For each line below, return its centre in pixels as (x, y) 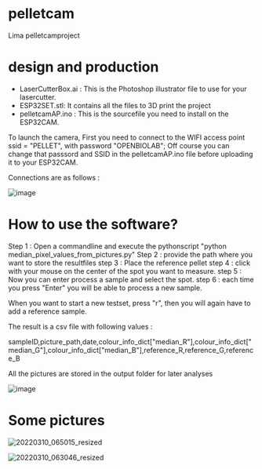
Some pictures (56, 420)
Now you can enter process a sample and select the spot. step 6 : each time (131, 279)
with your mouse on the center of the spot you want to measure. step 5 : (125, 271)
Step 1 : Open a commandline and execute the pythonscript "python (118, 246)
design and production (84, 67)
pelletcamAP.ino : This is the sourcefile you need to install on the (124, 114)
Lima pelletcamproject (44, 35)
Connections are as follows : (54, 177)
